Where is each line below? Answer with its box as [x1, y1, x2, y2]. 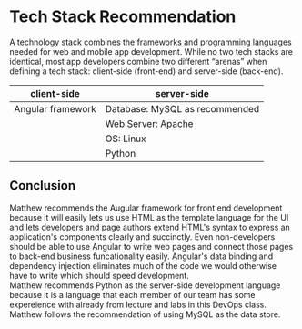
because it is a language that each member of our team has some [9, 289, 256, 300]
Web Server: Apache [105, 117, 194, 129]
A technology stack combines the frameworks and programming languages [9, 36, 293, 47]
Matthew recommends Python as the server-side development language [9, 280, 281, 291]
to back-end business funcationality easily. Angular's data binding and [9, 251, 274, 262]
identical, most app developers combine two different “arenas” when [9, 56, 267, 67]
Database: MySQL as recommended [105, 102, 260, 115]
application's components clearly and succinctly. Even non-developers [9, 231, 276, 242]
